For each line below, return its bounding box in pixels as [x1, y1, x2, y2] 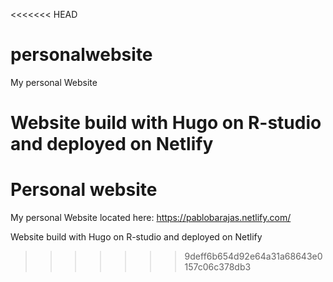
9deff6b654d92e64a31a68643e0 [184, 250, 323, 263]
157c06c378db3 [184, 261, 252, 273]
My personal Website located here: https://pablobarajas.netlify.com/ [10, 212, 292, 224]
